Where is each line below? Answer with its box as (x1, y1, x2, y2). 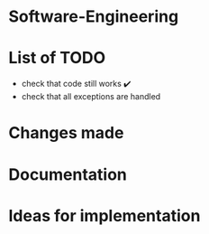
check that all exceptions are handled (21, 91, 161, 102)
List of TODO (8, 48, 106, 69)
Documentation (8, 164, 128, 184)
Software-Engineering (8, 6, 179, 27)
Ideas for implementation (8, 205, 201, 226)
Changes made (8, 123, 124, 144)
